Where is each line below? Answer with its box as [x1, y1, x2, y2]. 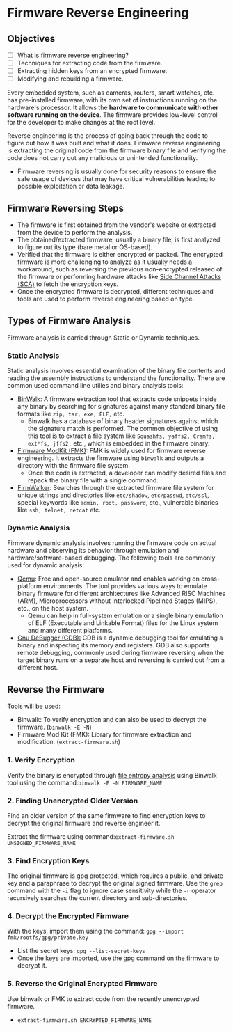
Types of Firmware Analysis [7, 315, 131, 326]
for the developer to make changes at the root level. [7, 118, 156, 127]
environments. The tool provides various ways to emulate [42, 582, 207, 590]
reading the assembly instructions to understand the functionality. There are [7, 374, 225, 382]
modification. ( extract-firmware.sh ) [17, 738, 120, 746]
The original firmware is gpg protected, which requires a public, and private [7, 872, 224, 880]
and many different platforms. [27, 627, 113, 635]
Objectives [7, 33, 56, 45]
